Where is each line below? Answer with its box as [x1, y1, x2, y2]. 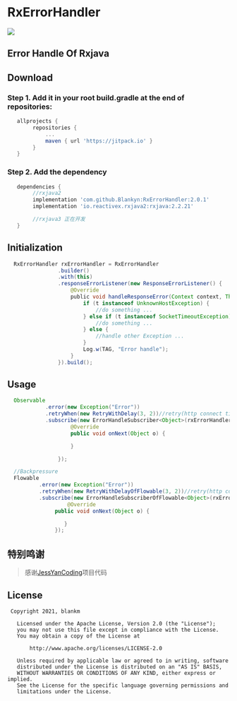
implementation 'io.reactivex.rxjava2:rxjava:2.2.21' [32, 203, 194, 210]
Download [7, 71, 53, 83]
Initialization [7, 241, 63, 254]
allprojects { [16, 118, 59, 125]
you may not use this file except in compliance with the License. [16, 626, 219, 633]
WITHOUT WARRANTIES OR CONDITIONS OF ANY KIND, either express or [16, 669, 217, 676]
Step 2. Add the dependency [7, 167, 107, 177]
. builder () [57, 267, 90, 274]
